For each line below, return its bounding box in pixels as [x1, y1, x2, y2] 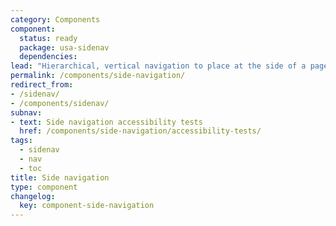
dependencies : [19, 52, 78, 62]
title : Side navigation [10, 172, 110, 183]
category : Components [10, 14, 101, 25]
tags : [10, 136, 33, 146]
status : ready [19, 33, 78, 43]
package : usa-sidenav [19, 42, 110, 53]
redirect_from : [10, 80, 74, 90]
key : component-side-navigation [19, 201, 155, 211]
